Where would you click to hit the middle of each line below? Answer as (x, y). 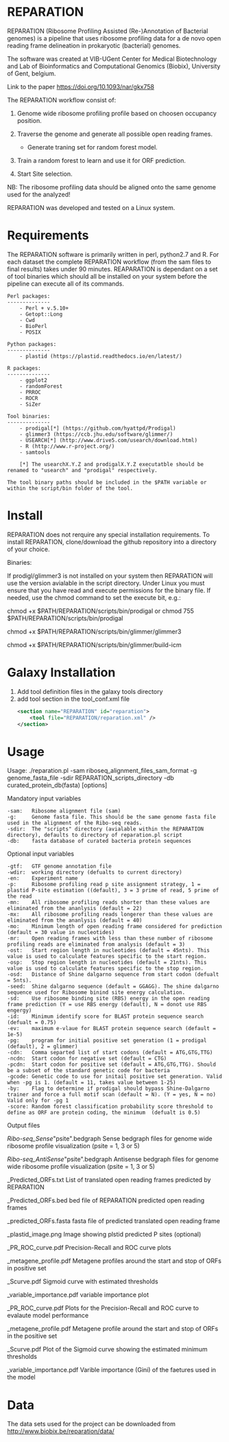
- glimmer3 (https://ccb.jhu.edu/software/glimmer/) (96, 434)
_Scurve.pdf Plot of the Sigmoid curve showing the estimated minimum (107, 1349)
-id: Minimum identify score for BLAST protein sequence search (106, 1016)
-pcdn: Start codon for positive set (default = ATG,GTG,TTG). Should (111, 1065)
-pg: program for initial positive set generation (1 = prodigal (107, 1040)
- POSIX (30, 332)
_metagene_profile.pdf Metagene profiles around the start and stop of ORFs (114, 1261)
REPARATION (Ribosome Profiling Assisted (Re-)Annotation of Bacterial (108, 31)
